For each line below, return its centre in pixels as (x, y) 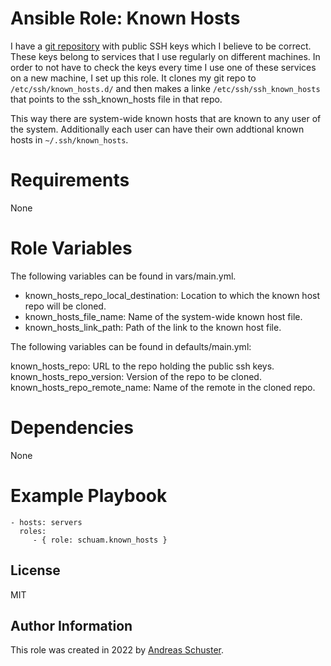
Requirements (70, 180)
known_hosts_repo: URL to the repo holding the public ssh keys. (142, 366)
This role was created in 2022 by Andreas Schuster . (117, 650)
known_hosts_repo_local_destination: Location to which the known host (172, 295)
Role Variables (71, 248)
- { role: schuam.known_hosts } (100, 540)
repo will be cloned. (65, 306)
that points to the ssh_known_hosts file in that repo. (116, 99)
